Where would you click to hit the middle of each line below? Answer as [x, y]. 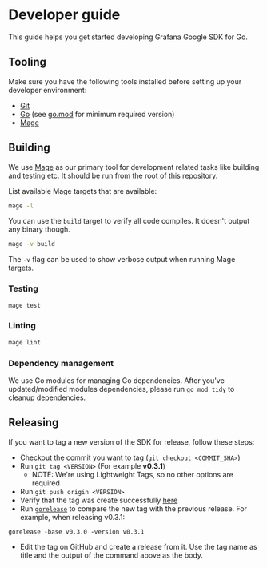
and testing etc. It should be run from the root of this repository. [113, 175]
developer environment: [48, 90]
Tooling [27, 62]
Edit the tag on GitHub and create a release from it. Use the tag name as [138, 546]
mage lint [25, 342]
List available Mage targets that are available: [83, 191]
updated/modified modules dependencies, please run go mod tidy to [122, 389]
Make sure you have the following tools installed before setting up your [125, 81]
